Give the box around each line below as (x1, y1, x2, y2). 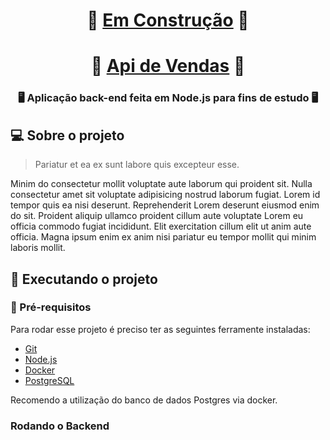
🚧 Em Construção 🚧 (86, 9, 250, 32)
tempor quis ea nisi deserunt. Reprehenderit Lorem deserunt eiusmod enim (10, 199, 320, 211)
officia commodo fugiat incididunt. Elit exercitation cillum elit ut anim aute (10, 220, 312, 233)
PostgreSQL (24, 374, 75, 386)
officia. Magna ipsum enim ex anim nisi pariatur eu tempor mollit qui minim (10, 231, 317, 243)
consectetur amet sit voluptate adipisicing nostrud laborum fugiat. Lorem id (10, 189, 321, 201)
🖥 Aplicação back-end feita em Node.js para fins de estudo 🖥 (17, 91, 319, 105)
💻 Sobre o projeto (10, 127, 125, 144)
